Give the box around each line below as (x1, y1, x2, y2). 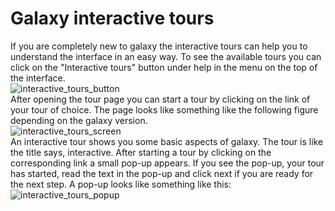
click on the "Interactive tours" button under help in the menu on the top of (10, 61, 318, 73)
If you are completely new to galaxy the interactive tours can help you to (10, 40, 308, 52)
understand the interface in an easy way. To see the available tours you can (10, 50, 322, 62)
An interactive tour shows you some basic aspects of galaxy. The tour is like (10, 135, 324, 147)
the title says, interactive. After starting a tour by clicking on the (10, 146, 272, 158)
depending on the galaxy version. (10, 114, 148, 126)
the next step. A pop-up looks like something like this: (10, 178, 232, 190)
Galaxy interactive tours (10, 7, 215, 30)
